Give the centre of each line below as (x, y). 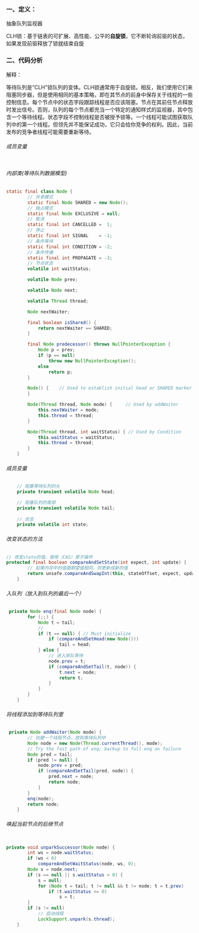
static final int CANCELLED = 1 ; (70, 225)
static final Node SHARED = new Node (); (78, 202)
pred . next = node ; (71, 777)
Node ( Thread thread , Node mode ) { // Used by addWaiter (103, 405)
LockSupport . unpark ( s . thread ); (76, 919)
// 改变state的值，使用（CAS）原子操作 (49, 557)
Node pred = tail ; (50, 754)
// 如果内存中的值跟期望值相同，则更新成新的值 (78, 568)
